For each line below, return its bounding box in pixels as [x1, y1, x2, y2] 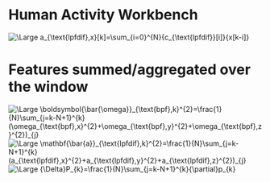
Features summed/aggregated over [8, 60, 251, 79]
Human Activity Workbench [8, 6, 199, 24]
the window [8, 78, 89, 96]
